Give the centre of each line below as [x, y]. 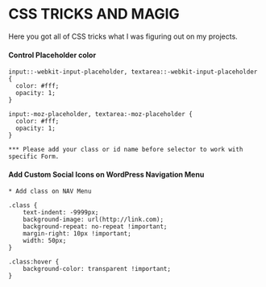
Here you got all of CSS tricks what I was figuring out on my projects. [123, 36]
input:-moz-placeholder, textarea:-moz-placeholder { [101, 114]
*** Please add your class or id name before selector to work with [126, 150]
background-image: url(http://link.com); [93, 220]
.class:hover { [34, 262]
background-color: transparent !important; [97, 269]
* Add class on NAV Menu [50, 191]
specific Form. [34, 157]
